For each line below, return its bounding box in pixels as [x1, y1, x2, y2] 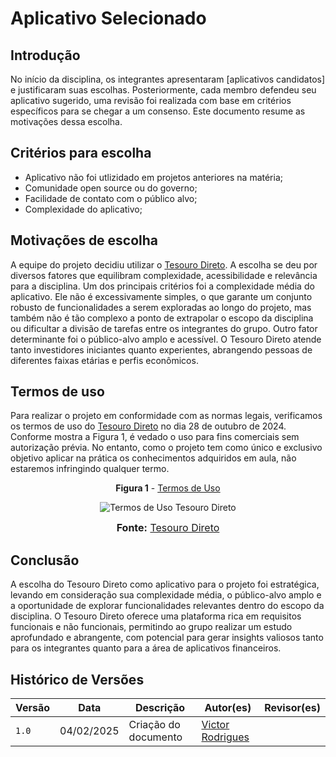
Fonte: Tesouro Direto [116, 521, 220, 535]
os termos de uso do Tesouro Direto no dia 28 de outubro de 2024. [10, 420, 287, 432]
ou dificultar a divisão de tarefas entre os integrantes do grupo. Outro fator [10, 322, 318, 334]
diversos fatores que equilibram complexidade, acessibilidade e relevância [10, 269, 318, 281]
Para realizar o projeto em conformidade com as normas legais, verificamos [10, 410, 323, 422]
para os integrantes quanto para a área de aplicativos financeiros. [10, 642, 282, 654]
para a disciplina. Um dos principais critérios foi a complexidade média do [10, 280, 315, 292]
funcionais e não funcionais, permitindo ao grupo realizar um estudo [10, 621, 293, 633]
